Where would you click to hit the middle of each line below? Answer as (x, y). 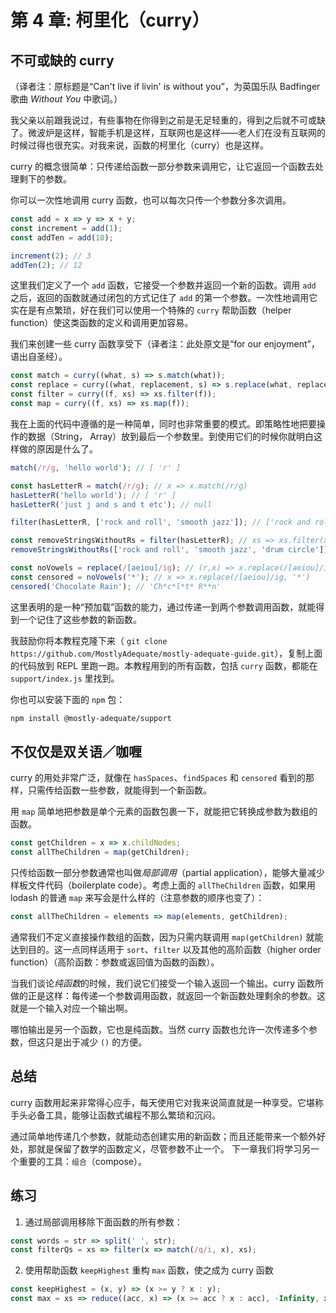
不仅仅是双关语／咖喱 (76, 751)
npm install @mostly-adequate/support (91, 718)
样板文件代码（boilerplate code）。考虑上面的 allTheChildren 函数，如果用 (163, 885)
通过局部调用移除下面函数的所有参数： (103, 1222)
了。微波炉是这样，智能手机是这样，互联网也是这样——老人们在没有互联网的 (168, 132)
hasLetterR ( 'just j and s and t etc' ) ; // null (111, 504)
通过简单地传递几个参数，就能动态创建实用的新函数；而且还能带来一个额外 (163, 1136)
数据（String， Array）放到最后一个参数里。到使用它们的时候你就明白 (171, 436)
